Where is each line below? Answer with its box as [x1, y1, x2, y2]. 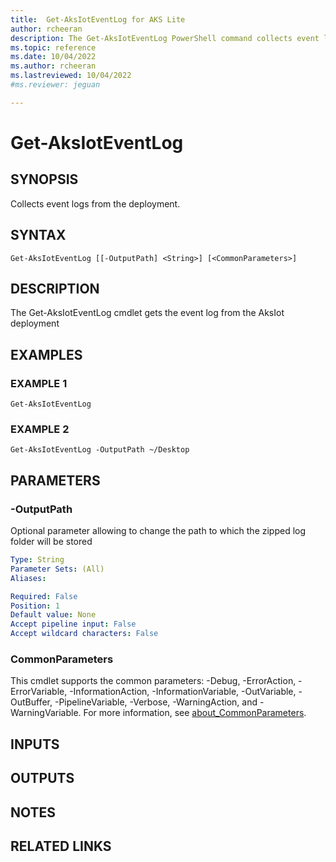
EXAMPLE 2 [10, 422, 70, 436]
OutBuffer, [10, 696, 53, 708]
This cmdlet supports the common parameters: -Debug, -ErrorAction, [10, 675, 297, 687]
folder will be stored [10, 536, 93, 548]
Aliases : [10, 573, 47, 583]
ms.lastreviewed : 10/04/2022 [10, 71, 132, 81]
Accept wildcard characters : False [10, 629, 159, 639]
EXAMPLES [10, 346, 83, 363]
